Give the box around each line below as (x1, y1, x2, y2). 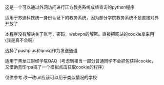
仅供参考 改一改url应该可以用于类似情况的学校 (5, 75, 98, 80)
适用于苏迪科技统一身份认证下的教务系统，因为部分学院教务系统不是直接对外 (5, 15, 159, 21)
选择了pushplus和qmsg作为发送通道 (5, 48, 78, 53)
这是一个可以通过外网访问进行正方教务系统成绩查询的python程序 (5, 4, 135, 10)
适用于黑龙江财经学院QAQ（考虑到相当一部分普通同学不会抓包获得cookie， (5, 58, 156, 64)
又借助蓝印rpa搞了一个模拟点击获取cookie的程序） (5, 64, 107, 70)
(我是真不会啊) (5, 37, 34, 43)
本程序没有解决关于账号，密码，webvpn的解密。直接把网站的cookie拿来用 (5, 31, 155, 37)
